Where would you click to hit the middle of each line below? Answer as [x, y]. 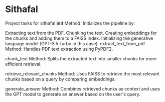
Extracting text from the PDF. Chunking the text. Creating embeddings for [81, 33]
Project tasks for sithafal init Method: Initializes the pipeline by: [70, 23]
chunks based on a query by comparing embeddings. [61, 79]
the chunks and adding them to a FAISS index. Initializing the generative [79, 38]
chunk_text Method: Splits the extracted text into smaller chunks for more [81, 58]
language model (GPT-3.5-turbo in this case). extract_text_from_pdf [75, 43]
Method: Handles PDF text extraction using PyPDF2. [59, 49]
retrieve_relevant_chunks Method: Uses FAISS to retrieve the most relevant [82, 73]
